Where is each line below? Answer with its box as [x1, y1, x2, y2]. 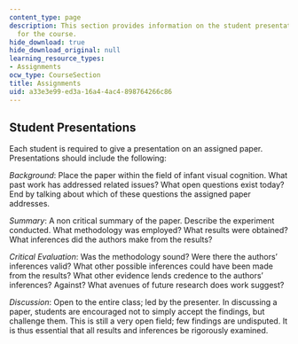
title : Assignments [9, 79, 82, 88]
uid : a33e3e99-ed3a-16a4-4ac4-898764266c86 [9, 87, 173, 96]
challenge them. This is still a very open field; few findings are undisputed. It [9, 316, 288, 326]
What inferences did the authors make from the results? [9, 234, 213, 245]
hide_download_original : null [9, 46, 122, 55]
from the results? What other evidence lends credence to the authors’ [9, 270, 263, 281]
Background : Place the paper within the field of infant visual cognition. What [9, 170, 288, 181]
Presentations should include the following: [9, 152, 167, 164]
